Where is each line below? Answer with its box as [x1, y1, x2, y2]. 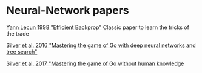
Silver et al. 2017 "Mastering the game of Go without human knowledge [6, 60, 184, 67]
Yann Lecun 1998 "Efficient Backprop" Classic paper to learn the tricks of [6, 24, 190, 31]
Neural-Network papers [6, 4, 129, 17]
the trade [6, 30, 29, 37]
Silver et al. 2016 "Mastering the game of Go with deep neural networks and [6, 42, 196, 49]
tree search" [6, 48, 38, 55]
